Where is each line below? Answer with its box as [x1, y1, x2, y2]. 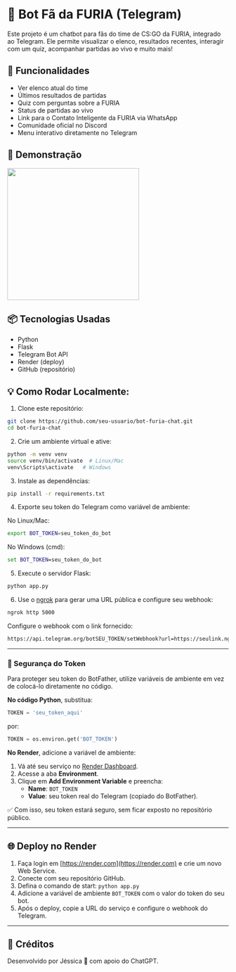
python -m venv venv [7, 450, 68, 458]
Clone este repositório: [17, 404, 84, 413]
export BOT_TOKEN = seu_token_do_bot [7, 530, 112, 537]
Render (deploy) [17, 358, 65, 366]
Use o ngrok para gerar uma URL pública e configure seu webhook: [17, 596, 214, 604]
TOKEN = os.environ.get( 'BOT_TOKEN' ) [7, 735, 118, 743]
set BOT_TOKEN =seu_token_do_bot [7, 556, 102, 563]
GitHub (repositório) [17, 365, 76, 373]
